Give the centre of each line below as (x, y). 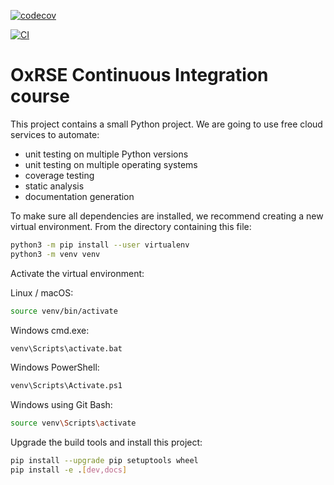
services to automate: (55, 134)
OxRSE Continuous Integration (139, 75)
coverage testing (59, 175)
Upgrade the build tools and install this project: (106, 442)
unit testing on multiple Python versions (106, 154)
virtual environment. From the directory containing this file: (131, 226)
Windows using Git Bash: (61, 405)
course (40, 96)
